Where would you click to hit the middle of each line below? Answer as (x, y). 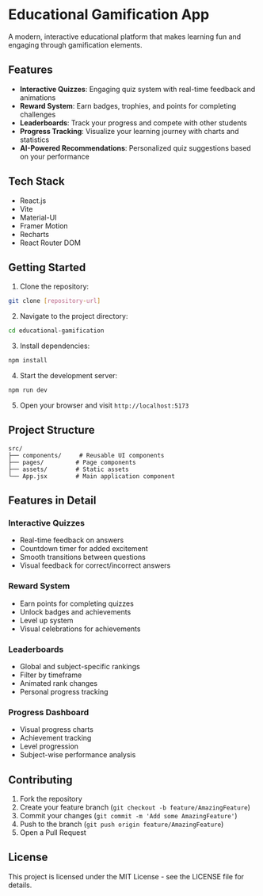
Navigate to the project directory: (74, 316)
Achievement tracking (55, 738)
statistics (34, 140)
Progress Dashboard (49, 712)
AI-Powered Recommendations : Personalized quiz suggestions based (135, 147)
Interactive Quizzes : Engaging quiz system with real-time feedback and (137, 89)
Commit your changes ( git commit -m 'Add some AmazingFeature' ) (128, 816)
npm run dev (28, 390)
